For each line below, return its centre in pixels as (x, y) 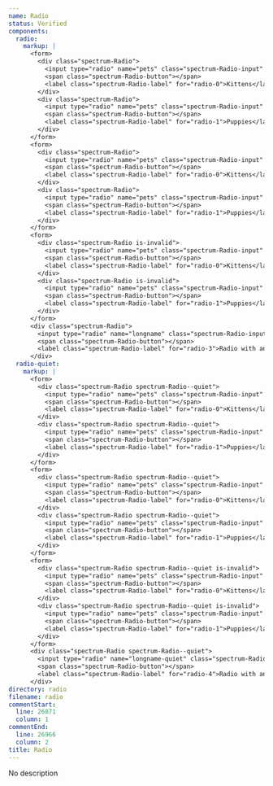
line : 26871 (36, 712)
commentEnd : (28, 727)
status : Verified (38, 24)
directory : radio (38, 689)
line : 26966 (36, 735)
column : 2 (32, 742)
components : (28, 31)
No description (33, 773)
